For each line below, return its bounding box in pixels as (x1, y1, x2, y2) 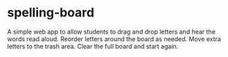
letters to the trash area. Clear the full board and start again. (7, 42, 179, 50)
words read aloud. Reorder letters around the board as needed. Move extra (7, 34, 222, 43)
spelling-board (7, 5, 95, 21)
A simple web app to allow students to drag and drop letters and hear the (7, 27, 216, 36)
